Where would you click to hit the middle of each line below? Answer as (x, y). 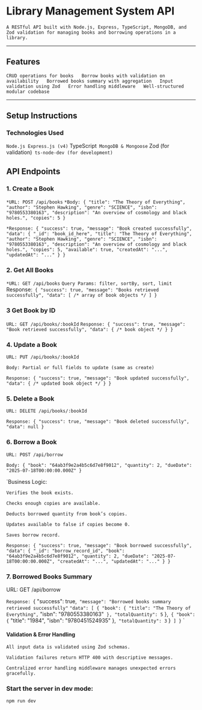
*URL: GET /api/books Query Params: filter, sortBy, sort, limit (89, 284)
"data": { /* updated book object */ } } (59, 384)
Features (23, 62)
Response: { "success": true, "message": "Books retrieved (83, 290)
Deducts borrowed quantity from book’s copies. (67, 514)
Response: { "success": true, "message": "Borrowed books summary (89, 601)
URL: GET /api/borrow (34, 589)
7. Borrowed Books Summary (49, 576)
